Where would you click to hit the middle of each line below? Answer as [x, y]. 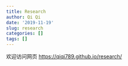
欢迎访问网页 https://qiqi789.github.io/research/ [64, 56]
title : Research [26, 11]
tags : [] [17, 39]
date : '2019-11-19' [30, 22]
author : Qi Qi [24, 17]
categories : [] [25, 34]
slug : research [25, 28]
